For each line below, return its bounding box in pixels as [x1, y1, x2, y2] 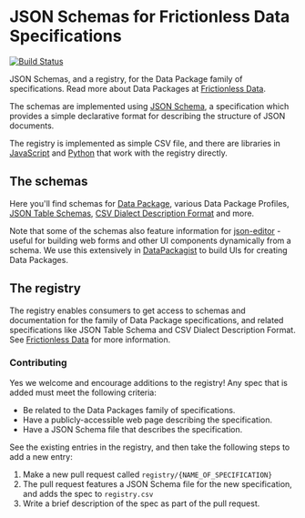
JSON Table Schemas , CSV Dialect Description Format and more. [9, 208, 255, 218]
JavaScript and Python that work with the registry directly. [9, 147, 228, 158]
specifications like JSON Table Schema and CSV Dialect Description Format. [9, 324, 296, 335]
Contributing [9, 357, 67, 370]
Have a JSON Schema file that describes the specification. [22, 423, 243, 434]
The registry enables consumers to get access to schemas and [9, 305, 246, 316]
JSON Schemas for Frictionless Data [9, 6, 290, 27]
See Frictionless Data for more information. [9, 334, 171, 345]
